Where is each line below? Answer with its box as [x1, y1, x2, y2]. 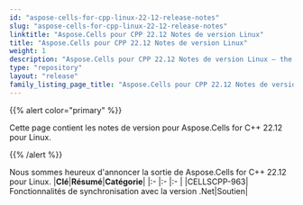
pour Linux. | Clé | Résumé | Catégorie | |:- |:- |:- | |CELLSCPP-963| [9, 176, 249, 187]
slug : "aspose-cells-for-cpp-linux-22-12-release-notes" [9, 22, 228, 31]
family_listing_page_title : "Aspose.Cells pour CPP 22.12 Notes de [9, 80, 269, 89]
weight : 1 [9, 47, 47, 56]
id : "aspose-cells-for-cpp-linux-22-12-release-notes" [9, 13, 220, 22]
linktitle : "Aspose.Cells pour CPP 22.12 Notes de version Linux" [9, 30, 264, 39]
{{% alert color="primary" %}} [9, 104, 123, 115]
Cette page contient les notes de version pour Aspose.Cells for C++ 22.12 [9, 122, 283, 133]
